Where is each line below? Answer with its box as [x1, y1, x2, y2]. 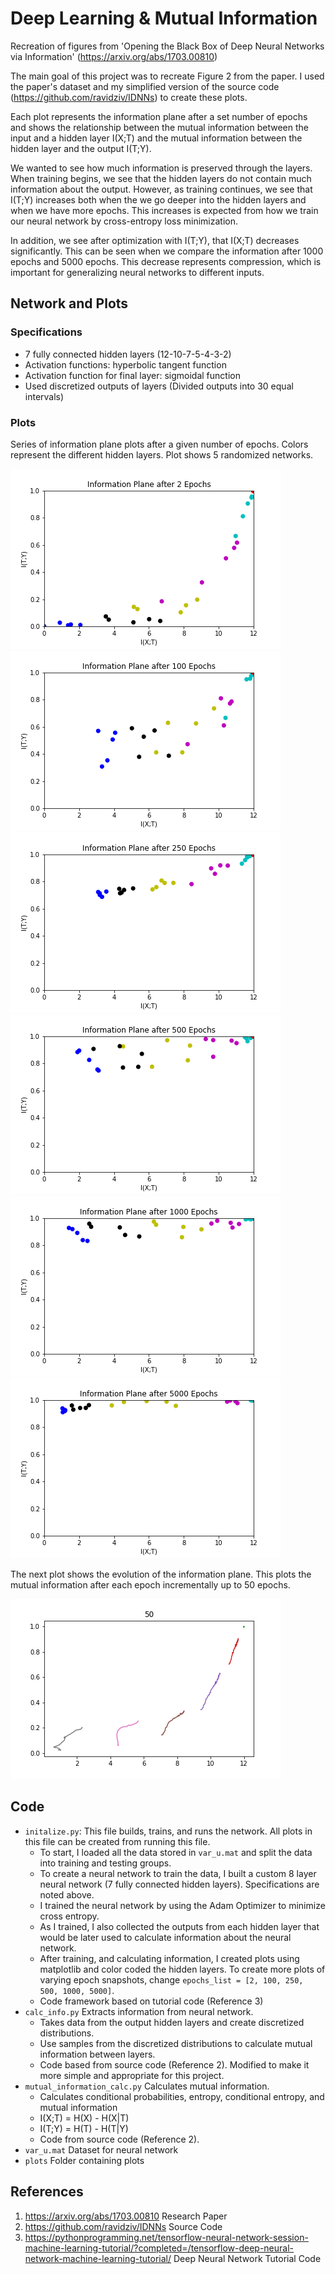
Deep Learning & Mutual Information [10, 7, 318, 30]
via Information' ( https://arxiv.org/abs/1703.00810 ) [10, 50, 218, 62]
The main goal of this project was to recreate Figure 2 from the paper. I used [10, 70, 325, 82]
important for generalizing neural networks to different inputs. [10, 266, 265, 278]
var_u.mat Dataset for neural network [24, 2143, 179, 2156]
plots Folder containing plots [24, 2154, 145, 2166]
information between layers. [39, 2048, 156, 2060]
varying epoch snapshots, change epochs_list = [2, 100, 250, [39, 1973, 304, 1986]
